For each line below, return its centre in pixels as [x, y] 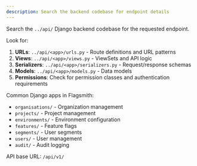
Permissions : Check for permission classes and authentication [92, 77]
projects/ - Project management [55, 113]
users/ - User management [48, 139]
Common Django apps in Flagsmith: [50, 95]
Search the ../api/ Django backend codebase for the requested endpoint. [98, 29]
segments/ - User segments [48, 132]
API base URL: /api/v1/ [35, 156]
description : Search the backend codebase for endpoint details [88, 12]
